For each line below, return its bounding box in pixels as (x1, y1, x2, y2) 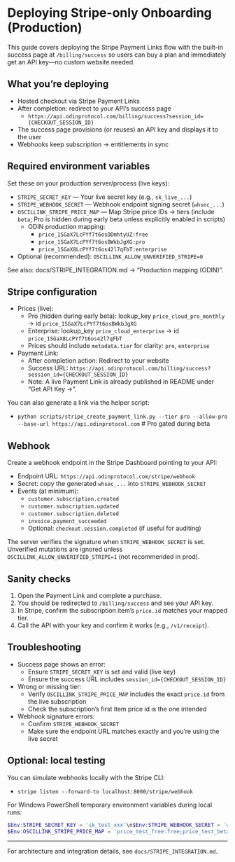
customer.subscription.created (27, 496, 120, 503)
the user (17, 132, 42, 141)
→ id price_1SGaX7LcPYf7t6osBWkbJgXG (27, 319, 137, 328)
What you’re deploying (7, 78, 109, 90)
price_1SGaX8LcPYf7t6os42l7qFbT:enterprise (38, 246, 167, 253)
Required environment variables (7, 160, 150, 172)
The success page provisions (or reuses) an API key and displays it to (17, 125, 218, 134)
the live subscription (27, 697, 87, 705)
